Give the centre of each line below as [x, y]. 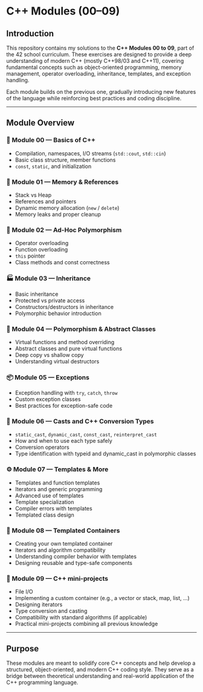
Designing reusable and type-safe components [74, 563]
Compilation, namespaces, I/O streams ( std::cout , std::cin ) [90, 153]
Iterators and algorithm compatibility [60, 550]
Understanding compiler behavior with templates [76, 557]
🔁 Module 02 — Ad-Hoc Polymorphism [64, 230]
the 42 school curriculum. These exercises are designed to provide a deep [99, 54]
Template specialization [44, 502]
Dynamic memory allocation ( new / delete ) [67, 207]
